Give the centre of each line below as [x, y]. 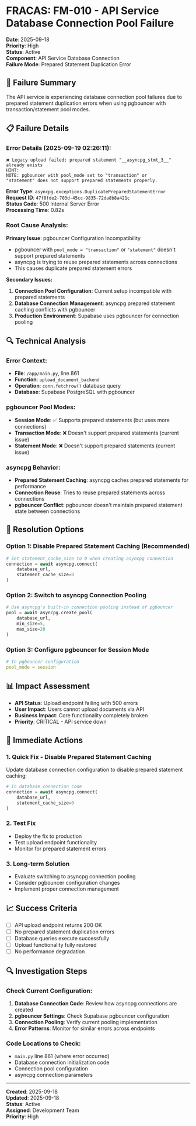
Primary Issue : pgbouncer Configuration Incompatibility [73, 238]
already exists [24, 165]
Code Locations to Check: [43, 1043]
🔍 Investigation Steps [47, 971]
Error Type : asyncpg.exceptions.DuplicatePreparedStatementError [86, 191]
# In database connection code [44, 787]
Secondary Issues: [29, 279]
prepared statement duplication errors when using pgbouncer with [86, 103]
